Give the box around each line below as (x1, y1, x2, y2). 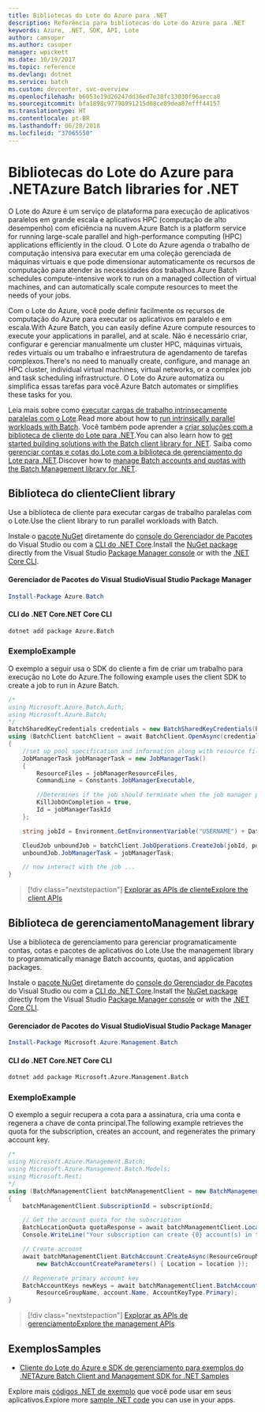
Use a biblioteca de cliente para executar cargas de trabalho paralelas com (8, 508, 252, 517)
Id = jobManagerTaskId (36, 806, 111, 814)
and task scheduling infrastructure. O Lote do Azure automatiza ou (8, 373, 225, 382)
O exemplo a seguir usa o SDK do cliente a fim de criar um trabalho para (8, 664, 243, 673)
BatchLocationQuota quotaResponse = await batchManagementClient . (22, 1224, 245, 1232)
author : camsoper (8, 33, 65, 42)
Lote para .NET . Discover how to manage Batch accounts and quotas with (8, 456, 246, 465)
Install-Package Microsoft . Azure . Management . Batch (8, 1039, 178, 1047)
